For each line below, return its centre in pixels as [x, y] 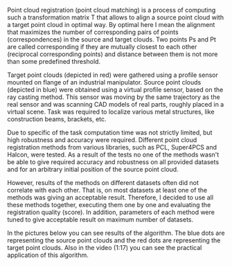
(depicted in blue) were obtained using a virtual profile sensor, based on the [115, 90]
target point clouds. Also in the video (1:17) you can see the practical [105, 248]
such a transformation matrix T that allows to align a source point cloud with [115, 17]
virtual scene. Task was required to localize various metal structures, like [111, 112]
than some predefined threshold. [54, 61]
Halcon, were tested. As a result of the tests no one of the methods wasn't [113, 154]
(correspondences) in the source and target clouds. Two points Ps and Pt [111, 39]
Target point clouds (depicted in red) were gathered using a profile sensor [113, 75]
